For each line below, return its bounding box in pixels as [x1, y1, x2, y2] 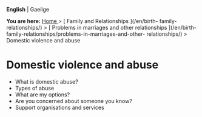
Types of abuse [15, 84, 55, 92]
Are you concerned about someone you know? [15, 97, 132, 104]
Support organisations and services [15, 104, 104, 111]
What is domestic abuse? [15, 78, 79, 85]
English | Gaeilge [6, 6, 50, 13]
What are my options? [15, 91, 70, 98]
